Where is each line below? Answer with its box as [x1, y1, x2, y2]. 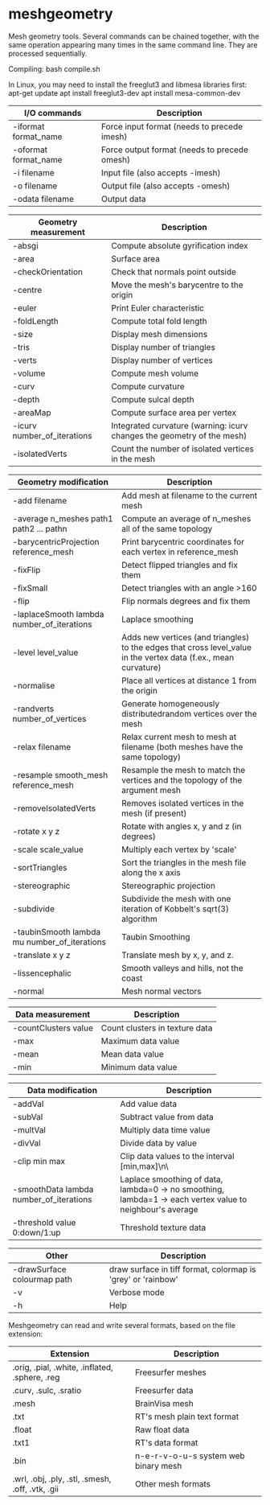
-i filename [12, 167, 55, 178]
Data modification [27, 1084, 98, 1096]
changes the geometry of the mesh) [111, 430, 247, 441]
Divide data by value [120, 1137, 197, 1149]
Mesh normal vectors [121, 985, 202, 997]
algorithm [121, 913, 158, 924]
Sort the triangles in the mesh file [121, 857, 247, 868]
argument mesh [121, 784, 181, 796]
